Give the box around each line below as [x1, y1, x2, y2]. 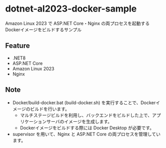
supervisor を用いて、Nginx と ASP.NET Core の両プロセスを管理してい [12, 131, 161, 137]
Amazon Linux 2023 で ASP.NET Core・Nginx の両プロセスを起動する [5, 20, 150, 26]
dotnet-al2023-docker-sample [5, 3, 137, 15]
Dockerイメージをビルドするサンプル [5, 26, 82, 33]
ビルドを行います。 [30, 106, 70, 112]
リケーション [20, 118, 47, 124]
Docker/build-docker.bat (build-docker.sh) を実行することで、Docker [12, 99, 156, 106]
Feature [5, 41, 30, 50]
